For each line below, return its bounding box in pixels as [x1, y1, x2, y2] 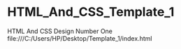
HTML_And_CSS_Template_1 [7, 4, 175, 20]
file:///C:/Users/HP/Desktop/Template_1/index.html [7, 34, 152, 42]
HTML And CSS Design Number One [7, 27, 113, 35]
